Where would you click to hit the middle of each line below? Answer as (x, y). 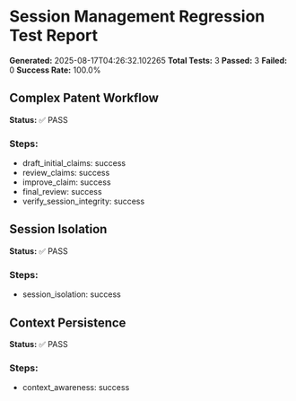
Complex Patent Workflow (84, 98)
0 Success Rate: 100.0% (55, 70)
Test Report (54, 35)
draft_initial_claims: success (74, 163)
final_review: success (62, 192)
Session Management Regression (137, 17)
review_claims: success (66, 173)
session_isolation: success (71, 294)
